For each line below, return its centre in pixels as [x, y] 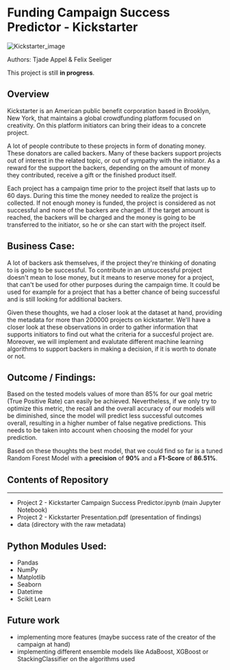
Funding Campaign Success [89, 13]
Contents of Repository [58, 480]
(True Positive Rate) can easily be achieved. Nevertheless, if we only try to [112, 401]
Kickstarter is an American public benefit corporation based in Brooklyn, [109, 110]
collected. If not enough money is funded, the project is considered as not [111, 203]
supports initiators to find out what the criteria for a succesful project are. [111, 334]
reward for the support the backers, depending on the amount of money [108, 167]
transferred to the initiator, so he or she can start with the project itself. [107, 225]
